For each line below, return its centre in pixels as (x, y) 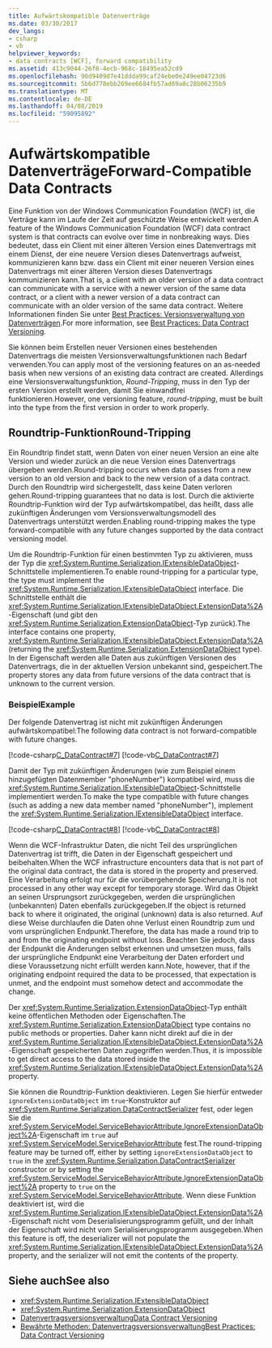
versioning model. (38, 538)
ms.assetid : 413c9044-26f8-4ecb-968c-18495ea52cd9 (96, 69)
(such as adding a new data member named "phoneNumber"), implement (131, 805)
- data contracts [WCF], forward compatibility (90, 62)
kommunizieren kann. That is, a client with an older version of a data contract (136, 280)
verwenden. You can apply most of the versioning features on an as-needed (134, 364)
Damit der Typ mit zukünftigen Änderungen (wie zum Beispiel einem (122, 771)
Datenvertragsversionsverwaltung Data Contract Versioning (119, 1317)
